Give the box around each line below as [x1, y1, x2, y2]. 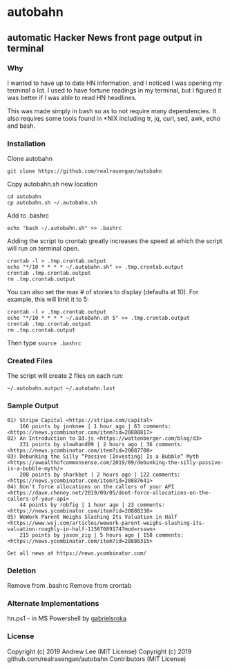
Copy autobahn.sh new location [7, 180, 98, 189]
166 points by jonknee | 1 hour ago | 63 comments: [19, 423, 171, 430]
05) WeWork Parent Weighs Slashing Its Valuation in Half [7, 513, 178, 520]
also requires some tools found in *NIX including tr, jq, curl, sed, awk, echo [7, 114, 221, 122]
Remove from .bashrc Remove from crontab [7, 582, 132, 590]
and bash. [7, 122, 36, 130]
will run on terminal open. [7, 245, 79, 253]
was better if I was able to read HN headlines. [7, 93, 137, 102]
